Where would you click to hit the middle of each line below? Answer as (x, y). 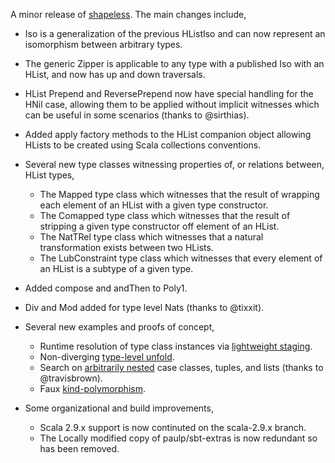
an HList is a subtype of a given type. (116, 268)
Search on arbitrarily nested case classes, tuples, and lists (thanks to (181, 367)
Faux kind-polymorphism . (92, 388)
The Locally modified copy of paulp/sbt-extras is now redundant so (178, 438)
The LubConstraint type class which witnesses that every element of (181, 258)
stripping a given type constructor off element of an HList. (159, 226)
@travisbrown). (71, 378)
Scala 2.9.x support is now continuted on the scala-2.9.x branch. (173, 427)
